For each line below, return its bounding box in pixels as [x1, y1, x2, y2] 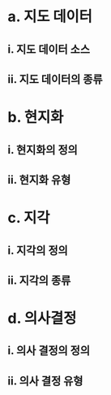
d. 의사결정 [7, 310, 77, 328]
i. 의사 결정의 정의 [7, 344, 91, 358]
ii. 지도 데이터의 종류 [7, 72, 103, 86]
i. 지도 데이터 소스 [7, 42, 91, 56]
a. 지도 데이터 [7, 7, 92, 26]
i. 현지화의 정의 [7, 143, 78, 157]
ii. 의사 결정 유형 [7, 374, 83, 388]
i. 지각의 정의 [7, 243, 68, 257]
